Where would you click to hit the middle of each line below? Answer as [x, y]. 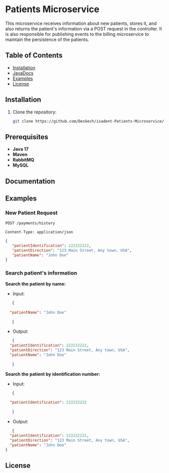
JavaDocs [23, 73]
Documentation [30, 181]
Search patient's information [41, 273]
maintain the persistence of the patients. [47, 40]
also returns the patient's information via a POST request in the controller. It [84, 28]
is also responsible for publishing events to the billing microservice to [77, 34]
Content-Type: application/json [39, 232]
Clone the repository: [35, 112]
